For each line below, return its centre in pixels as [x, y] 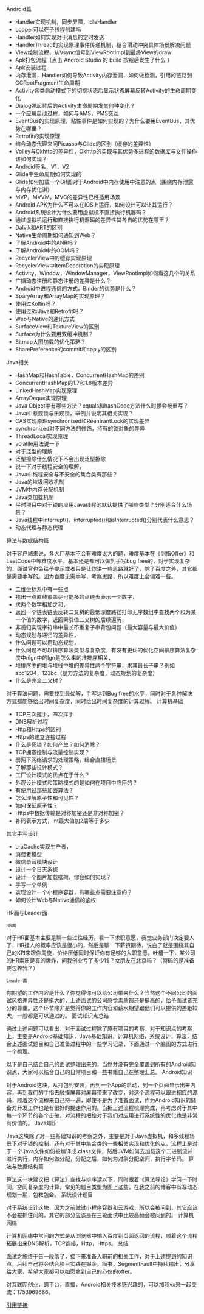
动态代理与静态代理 [39, 528]
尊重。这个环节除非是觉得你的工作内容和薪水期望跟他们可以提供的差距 [104, 1008]
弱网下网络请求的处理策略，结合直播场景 [66, 760]
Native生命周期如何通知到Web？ [55, 235]
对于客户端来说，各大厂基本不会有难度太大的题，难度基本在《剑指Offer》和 [100, 553]
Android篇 [19, 9]
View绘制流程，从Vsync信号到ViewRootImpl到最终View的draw [93, 52]
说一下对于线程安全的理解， [50, 467]
